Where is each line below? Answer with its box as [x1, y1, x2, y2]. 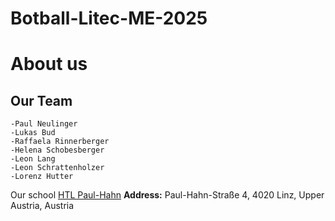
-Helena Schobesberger [10, 145, 105, 156]
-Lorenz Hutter [10, 172, 74, 182]
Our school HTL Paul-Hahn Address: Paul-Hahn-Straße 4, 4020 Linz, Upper [10, 189, 325, 201]
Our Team [10, 92, 73, 109]
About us [10, 53, 88, 76]
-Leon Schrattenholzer [10, 163, 105, 173]
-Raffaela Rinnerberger [10, 137, 110, 147]
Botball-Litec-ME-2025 [10, 7, 208, 30]
